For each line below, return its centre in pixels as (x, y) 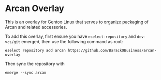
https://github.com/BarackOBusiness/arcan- (112, 50)
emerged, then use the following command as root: (72, 41)
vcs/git (13, 42)
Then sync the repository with (35, 64)
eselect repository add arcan (36, 50)
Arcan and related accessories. (36, 27)
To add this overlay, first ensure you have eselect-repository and (71, 36)
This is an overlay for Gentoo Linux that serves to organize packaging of (77, 22)
